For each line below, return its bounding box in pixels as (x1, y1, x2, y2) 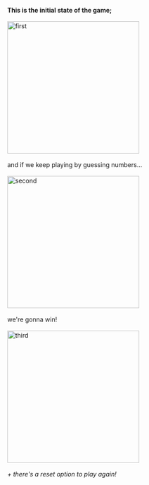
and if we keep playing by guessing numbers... (7, 161, 143, 168)
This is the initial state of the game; (7, 6, 112, 14)
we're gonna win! (7, 315, 58, 324)
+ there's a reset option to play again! (7, 470, 117, 478)
